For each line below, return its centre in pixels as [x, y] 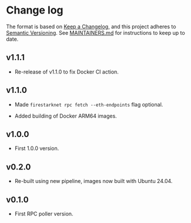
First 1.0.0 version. [37, 148]
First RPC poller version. [44, 214]
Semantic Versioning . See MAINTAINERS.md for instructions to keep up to [95, 32]
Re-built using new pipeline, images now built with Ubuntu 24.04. [93, 181]
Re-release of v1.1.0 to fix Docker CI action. [67, 72]
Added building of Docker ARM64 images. [66, 116]
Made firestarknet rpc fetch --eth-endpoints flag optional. [89, 104]
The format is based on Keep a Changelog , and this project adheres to [91, 26]
